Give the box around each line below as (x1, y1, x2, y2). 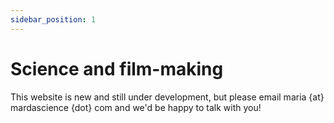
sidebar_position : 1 (10, 14, 97, 25)
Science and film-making (10, 57, 224, 80)
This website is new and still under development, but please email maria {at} (10, 91, 325, 103)
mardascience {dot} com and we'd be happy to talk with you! (10, 101, 262, 113)
